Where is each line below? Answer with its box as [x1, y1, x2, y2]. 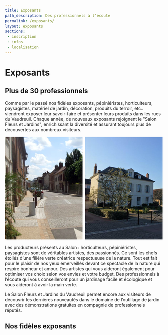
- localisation [7, 45, 39, 50]
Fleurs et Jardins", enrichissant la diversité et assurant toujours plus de [5, 121, 151, 127]
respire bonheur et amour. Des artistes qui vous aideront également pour [5, 266, 155, 272]
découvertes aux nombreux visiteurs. [5, 126, 82, 132]
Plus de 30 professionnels [5, 87, 88, 95]
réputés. [5, 307, 22, 313]
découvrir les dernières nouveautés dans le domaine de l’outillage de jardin [5, 297, 160, 303]
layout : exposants [5, 24, 43, 29]
